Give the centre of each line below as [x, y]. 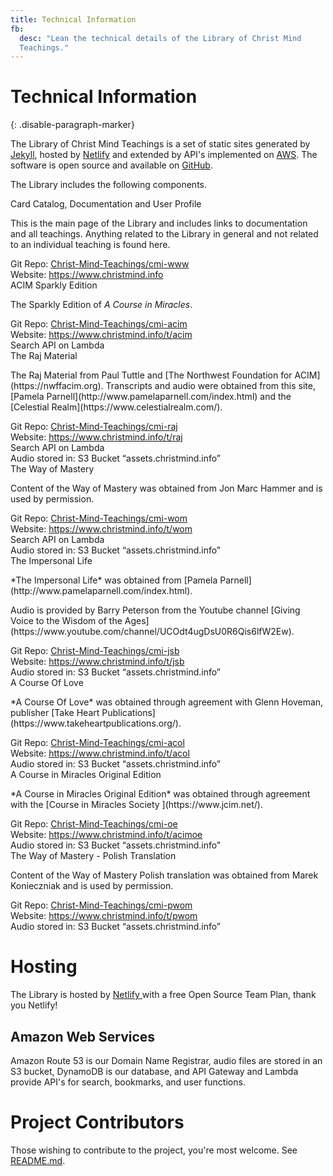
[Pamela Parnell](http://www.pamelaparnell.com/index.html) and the [151, 397]
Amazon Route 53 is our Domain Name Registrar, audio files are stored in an [166, 1060]
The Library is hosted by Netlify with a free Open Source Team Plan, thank [163, 995]
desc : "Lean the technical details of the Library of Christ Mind [160, 38]
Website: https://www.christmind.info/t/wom [101, 529]
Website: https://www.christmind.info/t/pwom [104, 916]
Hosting [44, 967]
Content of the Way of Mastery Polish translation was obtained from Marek [164, 875]
